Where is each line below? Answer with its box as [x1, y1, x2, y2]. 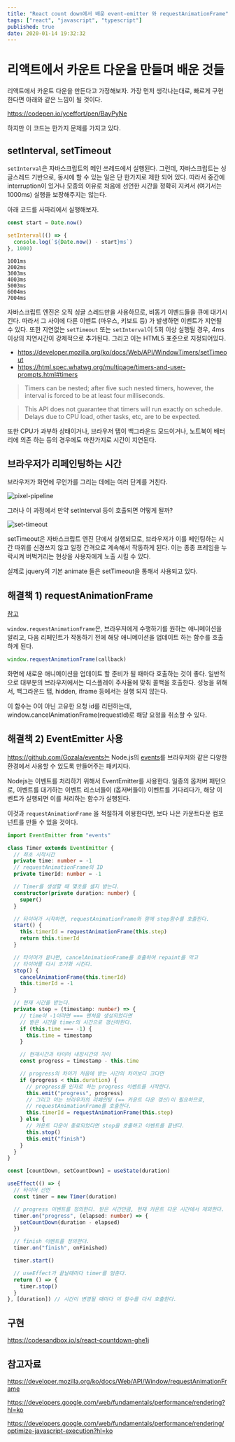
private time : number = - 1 [13, 858, 92, 865]
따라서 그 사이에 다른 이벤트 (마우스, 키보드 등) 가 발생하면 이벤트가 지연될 [22, 316, 222, 324]
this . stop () [25, 1129, 61, 1136]
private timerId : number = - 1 [13, 870, 101, 878]
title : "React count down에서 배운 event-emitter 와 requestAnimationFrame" [7, 10, 229, 18]
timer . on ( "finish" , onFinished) [13, 1244, 108, 1251]
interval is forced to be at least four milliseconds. [24, 391, 166, 399]
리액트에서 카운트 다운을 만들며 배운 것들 [7, 62, 225, 78]
